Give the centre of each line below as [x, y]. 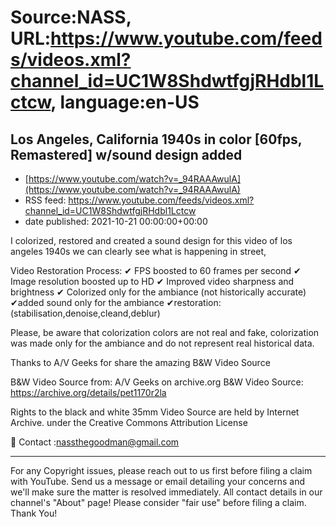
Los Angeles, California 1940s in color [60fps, [156, 139]
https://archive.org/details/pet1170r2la [88, 392]
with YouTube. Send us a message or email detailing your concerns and [158, 481]
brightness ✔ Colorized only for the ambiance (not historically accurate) [158, 292]
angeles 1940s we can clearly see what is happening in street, [138, 251]
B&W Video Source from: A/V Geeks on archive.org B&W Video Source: [157, 382]
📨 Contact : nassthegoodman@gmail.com [95, 442]
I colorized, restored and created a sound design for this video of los [151, 240]
